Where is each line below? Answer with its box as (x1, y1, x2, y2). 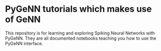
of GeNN (5, 14, 41, 25)
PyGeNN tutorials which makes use (5, 3, 152, 15)
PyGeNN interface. (5, 40, 43, 46)
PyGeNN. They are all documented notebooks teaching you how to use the (5, 35, 157, 41)
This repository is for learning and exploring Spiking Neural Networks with (5, 30, 155, 36)
